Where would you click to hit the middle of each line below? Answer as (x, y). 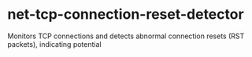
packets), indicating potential (54, 44)
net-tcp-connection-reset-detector (126, 14)
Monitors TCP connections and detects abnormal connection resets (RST (126, 36)
